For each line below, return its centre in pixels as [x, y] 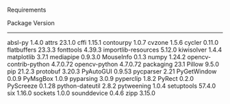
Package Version [31, 23]
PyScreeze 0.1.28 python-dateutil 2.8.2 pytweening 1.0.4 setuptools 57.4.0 [112, 86]
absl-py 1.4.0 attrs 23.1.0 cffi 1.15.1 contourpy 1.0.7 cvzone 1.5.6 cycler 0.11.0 [113, 42]
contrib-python [28, 64]
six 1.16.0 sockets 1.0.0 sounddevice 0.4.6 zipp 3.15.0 [81, 93]
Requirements [27, 10]
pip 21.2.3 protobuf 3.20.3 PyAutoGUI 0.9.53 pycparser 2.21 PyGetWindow [112, 71]
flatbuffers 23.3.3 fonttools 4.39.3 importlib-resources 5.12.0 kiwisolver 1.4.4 [115, 50]
